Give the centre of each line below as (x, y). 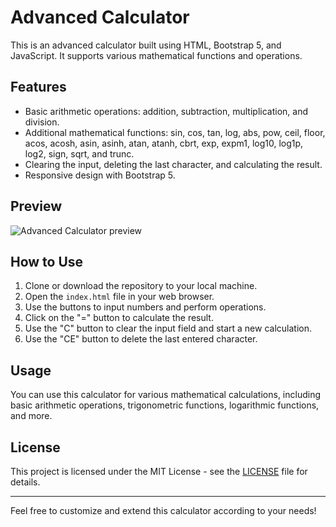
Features (38, 87)
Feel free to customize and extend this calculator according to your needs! (163, 510)
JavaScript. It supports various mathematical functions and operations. (156, 55)
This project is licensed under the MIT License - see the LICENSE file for (159, 471)
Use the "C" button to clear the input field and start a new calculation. (168, 328)
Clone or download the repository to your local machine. (141, 286)
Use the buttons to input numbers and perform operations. (145, 307)
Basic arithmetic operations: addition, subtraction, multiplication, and (166, 111)
